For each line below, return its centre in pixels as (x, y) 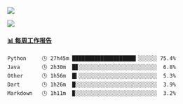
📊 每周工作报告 (30, 40)
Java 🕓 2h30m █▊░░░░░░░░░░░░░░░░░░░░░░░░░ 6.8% (92, 67)
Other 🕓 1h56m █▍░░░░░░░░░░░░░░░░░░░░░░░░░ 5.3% (92, 76)
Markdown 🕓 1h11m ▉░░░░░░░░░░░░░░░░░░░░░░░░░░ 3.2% (92, 94)
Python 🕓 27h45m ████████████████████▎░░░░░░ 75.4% (92, 59)
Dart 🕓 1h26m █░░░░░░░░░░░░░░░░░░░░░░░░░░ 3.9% (92, 85)
